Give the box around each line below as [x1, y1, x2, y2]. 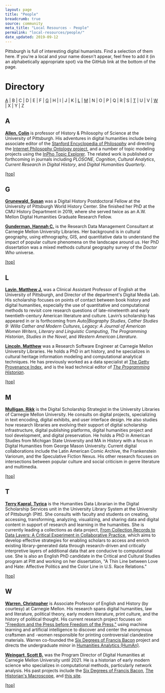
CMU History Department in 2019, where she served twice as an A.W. [5, 209, 146, 215]
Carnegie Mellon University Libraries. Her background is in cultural [5, 229, 140, 234]
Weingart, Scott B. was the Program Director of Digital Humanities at [5, 652, 145, 658]
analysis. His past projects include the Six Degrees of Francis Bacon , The [5, 667, 154, 673]
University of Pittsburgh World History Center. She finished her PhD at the [5, 203, 155, 209]
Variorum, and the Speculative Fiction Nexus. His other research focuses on [5, 454, 159, 460]
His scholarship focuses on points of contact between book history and [5, 297, 150, 303]
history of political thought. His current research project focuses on [5, 616, 142, 622]
